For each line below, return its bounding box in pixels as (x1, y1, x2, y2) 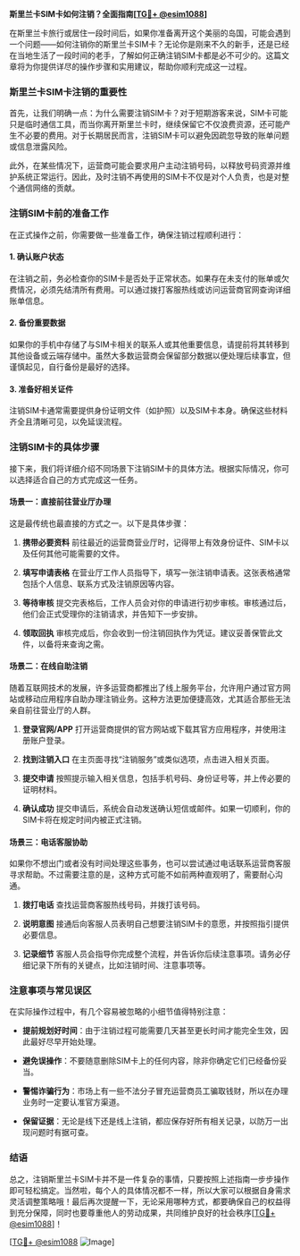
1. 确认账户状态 (9, 251, 64, 262)
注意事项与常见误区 (9, 984, 92, 997)
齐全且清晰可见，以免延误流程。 (9, 416, 127, 428)
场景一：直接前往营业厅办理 (9, 496, 112, 507)
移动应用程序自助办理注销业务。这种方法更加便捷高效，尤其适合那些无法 (24, 693, 291, 704)
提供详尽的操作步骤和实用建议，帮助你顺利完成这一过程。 (39, 62, 252, 72)
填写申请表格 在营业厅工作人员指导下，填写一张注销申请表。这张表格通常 (21, 567, 291, 578)
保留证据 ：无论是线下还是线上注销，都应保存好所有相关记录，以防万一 (21, 1116, 281, 1126)
